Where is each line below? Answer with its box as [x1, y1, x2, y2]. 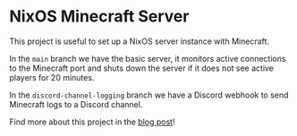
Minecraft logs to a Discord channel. [9, 98, 143, 109]
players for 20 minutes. [9, 72, 95, 82]
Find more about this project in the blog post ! [9, 116, 175, 127]
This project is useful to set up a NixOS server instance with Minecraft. [9, 36, 270, 47]
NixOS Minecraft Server [9, 6, 190, 27]
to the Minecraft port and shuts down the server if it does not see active [9, 63, 275, 73]
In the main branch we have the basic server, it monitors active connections [9, 53, 286, 64]
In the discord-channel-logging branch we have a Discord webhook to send [9, 89, 289, 100]
